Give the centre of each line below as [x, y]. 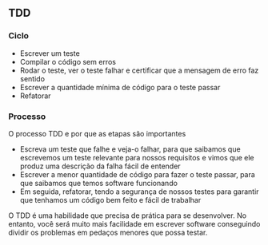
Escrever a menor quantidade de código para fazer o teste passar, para [138, 174]
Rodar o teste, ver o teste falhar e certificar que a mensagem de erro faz [139, 70]
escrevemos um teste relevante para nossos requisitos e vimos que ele [137, 157]
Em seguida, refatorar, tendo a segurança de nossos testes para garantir [139, 192]
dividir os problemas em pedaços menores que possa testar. [108, 232]
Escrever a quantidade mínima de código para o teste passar [120, 87]
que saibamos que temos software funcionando [99, 183]
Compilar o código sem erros [68, 61]
